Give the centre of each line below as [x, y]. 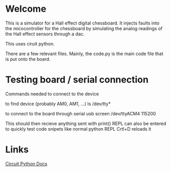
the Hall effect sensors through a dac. [45, 34]
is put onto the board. [28, 59]
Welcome [26, 9]
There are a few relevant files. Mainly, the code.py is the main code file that [84, 54]
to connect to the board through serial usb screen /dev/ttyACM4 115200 [81, 113]
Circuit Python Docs [26, 163]
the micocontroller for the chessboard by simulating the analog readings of [84, 28]
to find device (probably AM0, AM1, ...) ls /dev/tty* [58, 104]
